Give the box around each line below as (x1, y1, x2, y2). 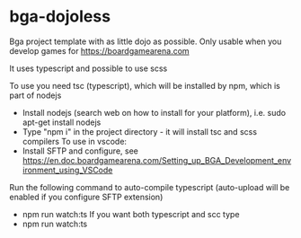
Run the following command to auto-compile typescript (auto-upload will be (9, 181, 290, 192)
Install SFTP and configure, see (22, 145, 139, 156)
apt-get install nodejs (22, 117, 102, 128)
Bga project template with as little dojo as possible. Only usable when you (9, 36, 282, 47)
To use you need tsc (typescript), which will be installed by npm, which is (9, 80, 280, 91)
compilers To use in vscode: (22, 136, 128, 146)
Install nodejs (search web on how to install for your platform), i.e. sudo (22, 107, 286, 118)
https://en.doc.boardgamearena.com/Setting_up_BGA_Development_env (22, 154, 292, 165)
